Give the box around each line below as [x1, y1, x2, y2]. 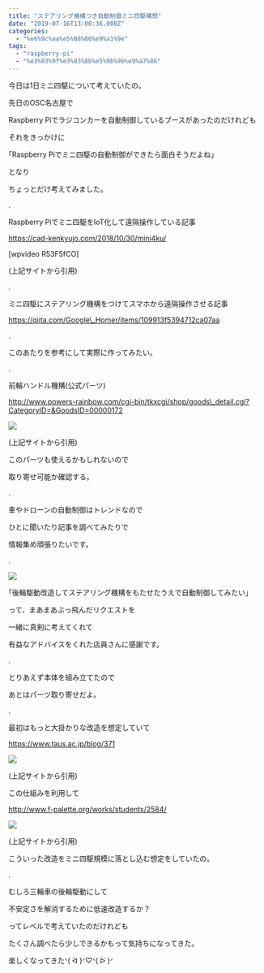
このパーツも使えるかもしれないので [8, 454, 130, 464]
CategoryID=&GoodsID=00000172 [8, 405, 123, 415]
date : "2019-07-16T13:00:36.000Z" [8, 19, 126, 28]
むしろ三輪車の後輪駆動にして [8, 886, 108, 896]
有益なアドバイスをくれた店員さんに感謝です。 [8, 639, 164, 649]
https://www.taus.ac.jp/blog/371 [8, 738, 116, 748]
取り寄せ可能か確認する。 [8, 472, 94, 482]
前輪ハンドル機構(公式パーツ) [8, 380, 106, 390]
